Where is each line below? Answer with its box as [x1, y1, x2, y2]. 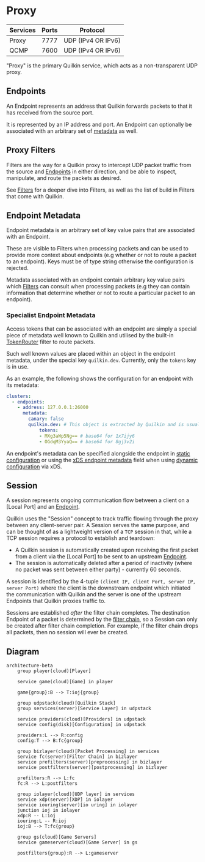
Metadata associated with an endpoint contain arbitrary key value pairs [6, 276, 185, 283]
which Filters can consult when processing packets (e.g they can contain [6, 283, 190, 290]
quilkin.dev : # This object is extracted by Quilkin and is [28, 422, 184, 428]
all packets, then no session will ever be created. [6, 629, 129, 636]
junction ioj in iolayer [17, 808, 81, 814]
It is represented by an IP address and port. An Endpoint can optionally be [6, 121, 192, 128]
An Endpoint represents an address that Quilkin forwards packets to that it [6, 102, 192, 110]
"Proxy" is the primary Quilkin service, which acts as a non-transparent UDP [6, 62, 198, 69]
